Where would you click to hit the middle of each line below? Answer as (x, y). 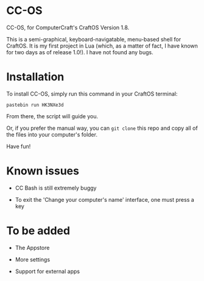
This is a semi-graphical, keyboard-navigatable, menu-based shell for (94, 39)
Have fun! (19, 146)
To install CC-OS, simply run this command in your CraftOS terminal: (92, 94)
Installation (35, 77)
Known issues (43, 171)
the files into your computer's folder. (52, 134)
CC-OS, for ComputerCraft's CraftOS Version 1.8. (68, 27)
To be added (38, 231)
